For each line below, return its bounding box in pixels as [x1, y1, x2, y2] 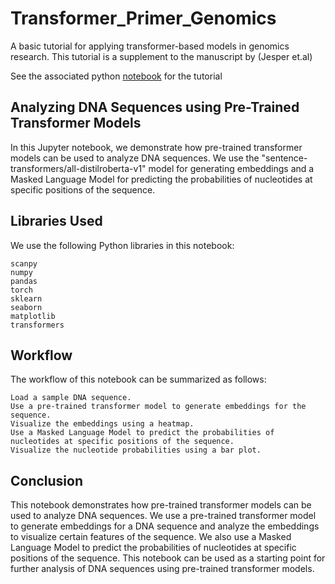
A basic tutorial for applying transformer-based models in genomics [10, 40, 290, 52]
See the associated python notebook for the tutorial [10, 70, 223, 82]
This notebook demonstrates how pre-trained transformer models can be [10, 499, 312, 511]
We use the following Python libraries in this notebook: [10, 239, 235, 251]
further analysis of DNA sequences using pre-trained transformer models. [10, 563, 315, 575]
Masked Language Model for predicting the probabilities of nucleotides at [10, 173, 313, 185]
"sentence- [261, 152, 308, 164]
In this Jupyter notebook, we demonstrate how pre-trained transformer [10, 141, 303, 153]
